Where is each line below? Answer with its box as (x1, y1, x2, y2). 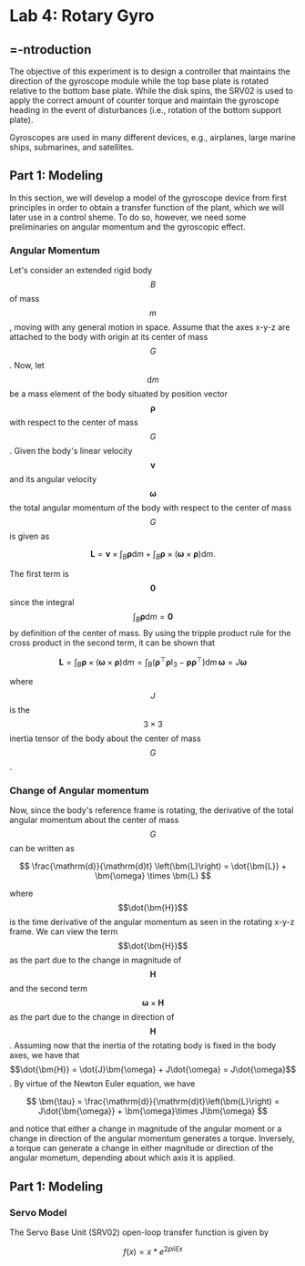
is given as (9, 530, 50, 542)
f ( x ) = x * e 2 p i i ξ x (122, 1245, 184, 1257)
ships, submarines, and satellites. (9, 142, 135, 152)
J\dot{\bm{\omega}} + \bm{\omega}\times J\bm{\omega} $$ (37, 1106, 269, 1117)
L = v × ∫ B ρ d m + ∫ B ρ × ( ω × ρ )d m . (90, 549, 216, 561)
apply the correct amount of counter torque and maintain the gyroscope (9, 95, 280, 106)
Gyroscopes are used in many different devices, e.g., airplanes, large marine (9, 132, 296, 142)
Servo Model (9, 1206, 67, 1219)
